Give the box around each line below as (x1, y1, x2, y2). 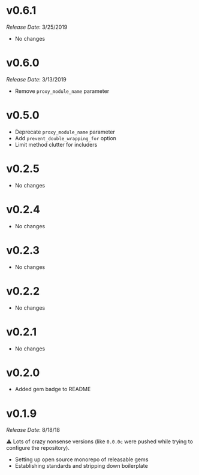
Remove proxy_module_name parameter (14, 87, 110, 95)
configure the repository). (6, 444, 70, 452)
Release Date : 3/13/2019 (6, 75, 67, 83)
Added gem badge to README (14, 386, 91, 393)
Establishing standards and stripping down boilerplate (14, 462, 148, 470)
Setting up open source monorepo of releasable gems (14, 456, 149, 463)
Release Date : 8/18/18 (6, 426, 60, 434)
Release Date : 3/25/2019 (6, 23, 68, 31)
